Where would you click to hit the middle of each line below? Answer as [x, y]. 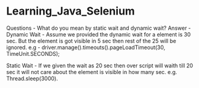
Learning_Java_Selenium [70, 11]
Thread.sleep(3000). [32, 78]
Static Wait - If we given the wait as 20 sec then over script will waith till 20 [100, 66]
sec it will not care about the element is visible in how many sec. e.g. [92, 72]
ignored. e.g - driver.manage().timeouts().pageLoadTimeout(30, [86, 47]
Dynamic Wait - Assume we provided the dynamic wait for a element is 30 [99, 34]
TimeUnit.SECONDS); [33, 53]
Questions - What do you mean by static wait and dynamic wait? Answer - [99, 28]
